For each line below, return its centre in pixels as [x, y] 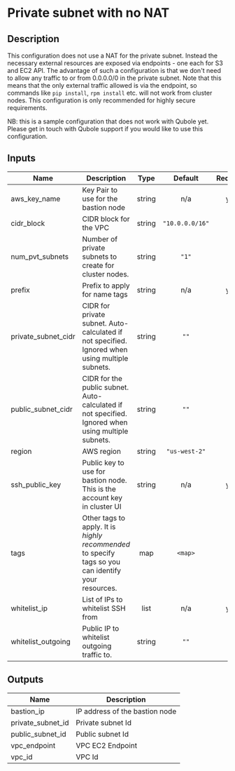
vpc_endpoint [33, 745]
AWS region [101, 451]
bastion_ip [28, 711]
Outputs [26, 679]
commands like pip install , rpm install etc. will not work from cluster [110, 93]
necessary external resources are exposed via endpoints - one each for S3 [115, 63]
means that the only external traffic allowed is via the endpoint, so [102, 85]
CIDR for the [102, 378]
